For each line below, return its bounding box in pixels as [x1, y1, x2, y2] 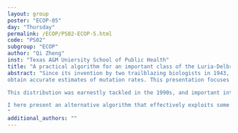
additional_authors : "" [7, 115, 78, 122]
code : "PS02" [7, 37, 46, 44]
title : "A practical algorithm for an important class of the [7, 63, 195, 70]
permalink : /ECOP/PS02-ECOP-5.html [7, 30, 113, 37]
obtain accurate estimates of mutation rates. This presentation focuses [7, 76, 230, 83]
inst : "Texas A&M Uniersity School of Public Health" [7, 57, 170, 64]
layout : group [7, 10, 50, 18]
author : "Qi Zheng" [7, 50, 65, 57]
